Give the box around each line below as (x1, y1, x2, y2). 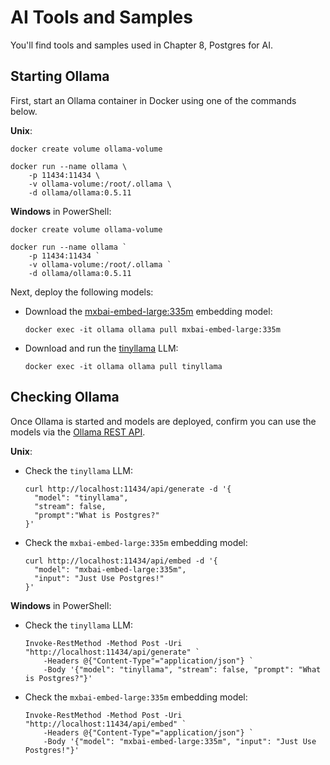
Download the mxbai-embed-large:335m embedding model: (24, 305, 273, 317)
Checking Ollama (10, 389, 120, 406)
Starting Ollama (10, 68, 110, 85)
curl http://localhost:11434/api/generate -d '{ (24, 484, 232, 494)
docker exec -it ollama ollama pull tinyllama (24, 361, 223, 371)
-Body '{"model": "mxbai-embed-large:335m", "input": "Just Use (43, 736, 317, 746)
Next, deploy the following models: (10, 286, 154, 298)
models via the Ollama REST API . (10, 426, 146, 438)
